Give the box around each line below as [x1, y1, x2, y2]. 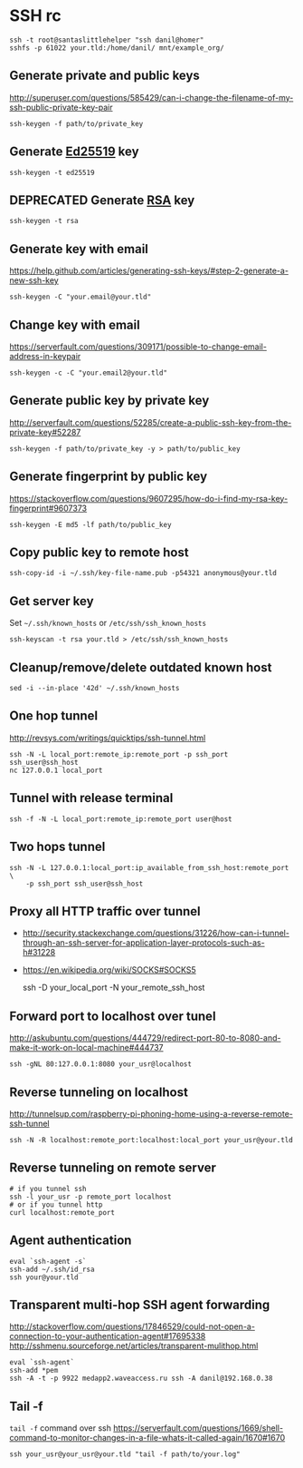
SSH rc [9, 5, 62, 26]
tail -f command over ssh [9, 1423, 111, 1434]
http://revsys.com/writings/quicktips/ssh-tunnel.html [9, 732, 206, 743]
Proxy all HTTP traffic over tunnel [9, 904, 201, 919]
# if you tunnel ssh [9, 1184, 88, 1193]
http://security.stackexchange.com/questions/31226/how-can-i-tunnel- [22, 927, 289, 939]
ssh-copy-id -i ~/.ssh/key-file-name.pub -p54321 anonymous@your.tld [9, 569, 278, 578]
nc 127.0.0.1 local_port [9, 766, 103, 775]
